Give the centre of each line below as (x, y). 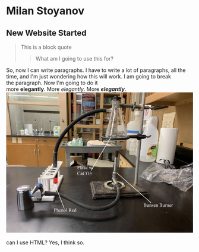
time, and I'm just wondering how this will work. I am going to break (89, 76)
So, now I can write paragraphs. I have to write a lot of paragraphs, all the (96, 70)
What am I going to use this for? (75, 59)
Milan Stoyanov (45, 11)
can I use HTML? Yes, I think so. (45, 242)
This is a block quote (46, 47)
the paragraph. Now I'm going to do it (52, 83)
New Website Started (46, 33)
